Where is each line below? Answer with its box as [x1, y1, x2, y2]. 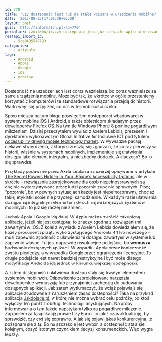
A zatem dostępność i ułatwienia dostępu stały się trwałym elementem [5, 269, 145, 275]
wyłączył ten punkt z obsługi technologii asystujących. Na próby [5, 300, 133, 306]
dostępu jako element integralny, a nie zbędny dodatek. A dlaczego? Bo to [5, 154, 152, 160]
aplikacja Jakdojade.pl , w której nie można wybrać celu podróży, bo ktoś [5, 295, 149, 301]
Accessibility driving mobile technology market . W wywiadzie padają [5, 139, 142, 144]
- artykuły [13, 47, 36, 52]
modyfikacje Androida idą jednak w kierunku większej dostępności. [5, 260, 139, 266]
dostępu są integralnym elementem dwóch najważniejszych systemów [5, 199, 145, 205]
